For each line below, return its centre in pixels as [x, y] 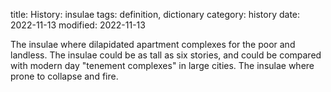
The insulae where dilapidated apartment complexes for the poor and [153, 44]
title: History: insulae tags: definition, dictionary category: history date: [155, 14]
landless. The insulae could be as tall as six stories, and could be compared [166, 55]
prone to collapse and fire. [64, 76]
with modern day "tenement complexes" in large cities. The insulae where [162, 65]
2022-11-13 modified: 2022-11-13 [78, 25]
